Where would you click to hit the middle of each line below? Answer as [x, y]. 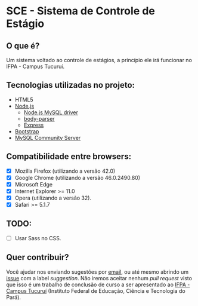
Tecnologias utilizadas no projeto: [71, 85]
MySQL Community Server [48, 137]
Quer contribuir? [38, 257]
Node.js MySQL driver [51, 112]
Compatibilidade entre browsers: [69, 157]
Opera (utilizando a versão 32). [53, 198]
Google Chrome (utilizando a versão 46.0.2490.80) [77, 178]
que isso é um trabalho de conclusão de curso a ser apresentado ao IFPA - [98, 284]
